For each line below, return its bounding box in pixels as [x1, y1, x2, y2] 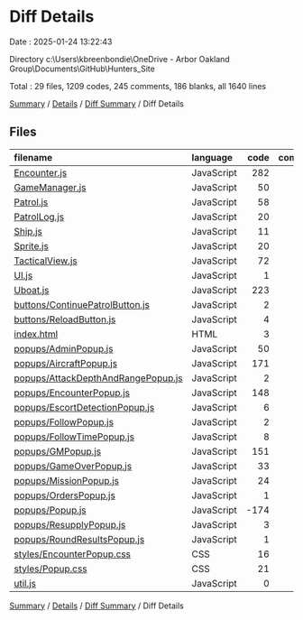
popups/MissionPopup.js [14, 474, 120, 486]
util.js [14, 577, 37, 589]
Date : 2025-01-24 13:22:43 [9, 36, 113, 47]
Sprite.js [14, 239, 50, 252]
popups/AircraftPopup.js [14, 356, 118, 369]
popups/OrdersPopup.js [14, 489, 115, 502]
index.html [14, 328, 59, 340]
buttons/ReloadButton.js [14, 313, 116, 326]
